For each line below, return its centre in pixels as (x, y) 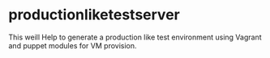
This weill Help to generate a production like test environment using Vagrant (135, 37)
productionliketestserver (94, 15)
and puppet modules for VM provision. (73, 45)
